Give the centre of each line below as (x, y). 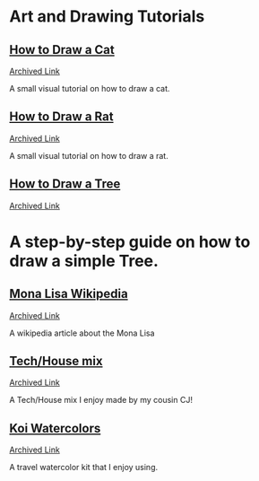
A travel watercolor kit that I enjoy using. (84, 468)
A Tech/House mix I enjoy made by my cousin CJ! (101, 400)
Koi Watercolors (55, 428)
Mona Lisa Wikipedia (69, 294)
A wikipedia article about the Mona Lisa (82, 333)
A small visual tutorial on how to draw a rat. (89, 155)
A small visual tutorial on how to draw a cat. (90, 88)
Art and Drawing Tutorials (107, 17)
